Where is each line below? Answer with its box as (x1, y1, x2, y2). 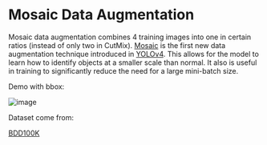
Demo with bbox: (8, 82, 65, 91)
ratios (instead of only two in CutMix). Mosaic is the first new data (8, 40, 226, 50)
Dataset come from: (8, 112, 75, 122)
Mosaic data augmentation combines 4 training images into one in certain (8, 32, 252, 42)
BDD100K (8, 128, 40, 138)
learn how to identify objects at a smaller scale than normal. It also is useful (8, 58, 257, 67)
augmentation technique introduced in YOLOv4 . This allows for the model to (8, 49, 259, 58)
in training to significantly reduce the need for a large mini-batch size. (8, 66, 239, 75)
